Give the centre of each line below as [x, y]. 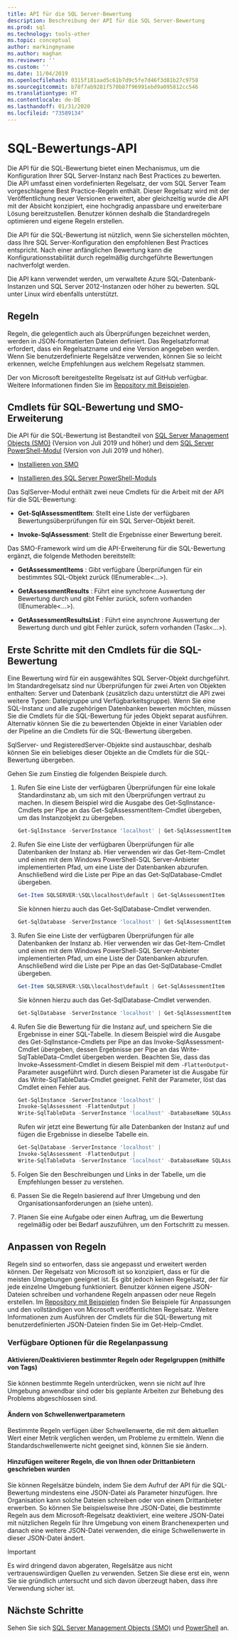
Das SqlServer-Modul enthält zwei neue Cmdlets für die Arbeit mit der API [115, 492]
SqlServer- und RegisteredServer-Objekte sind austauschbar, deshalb [109, 745]
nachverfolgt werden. [39, 265]
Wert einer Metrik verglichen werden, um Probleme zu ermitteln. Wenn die [116, 1438]
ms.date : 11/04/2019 [38, 73]
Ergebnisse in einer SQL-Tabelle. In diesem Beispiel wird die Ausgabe [119, 1034]
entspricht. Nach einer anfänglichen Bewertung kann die [90, 250]
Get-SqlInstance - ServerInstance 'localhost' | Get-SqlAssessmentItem [124, 831]
